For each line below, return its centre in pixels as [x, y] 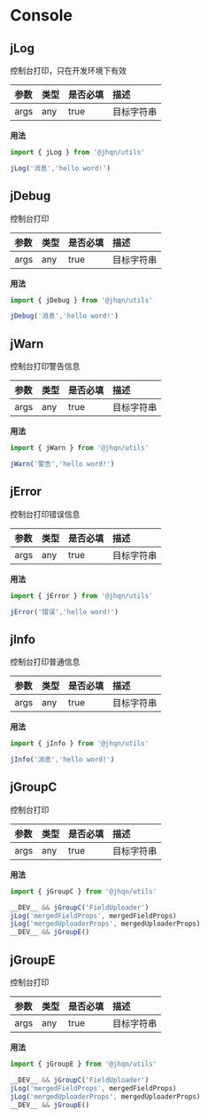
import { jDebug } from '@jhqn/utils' [81, 300]
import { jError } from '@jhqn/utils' [81, 595]
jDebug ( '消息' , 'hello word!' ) [64, 316]
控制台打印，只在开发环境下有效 [68, 71]
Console [42, 16]
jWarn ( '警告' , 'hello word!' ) [62, 464]
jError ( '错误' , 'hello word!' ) [64, 612]
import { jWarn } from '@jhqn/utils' [80, 448]
